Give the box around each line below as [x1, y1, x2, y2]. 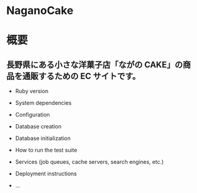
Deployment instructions [15, 170, 77, 177]
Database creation [15, 123, 62, 130]
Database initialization [15, 135, 71, 142]
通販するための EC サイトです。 [22, 71, 141, 81]
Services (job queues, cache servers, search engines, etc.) [15, 158, 164, 166]
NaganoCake [6, 4, 74, 18]
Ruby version [15, 88, 49, 95]
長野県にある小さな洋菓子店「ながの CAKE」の [6, 59, 183, 70]
